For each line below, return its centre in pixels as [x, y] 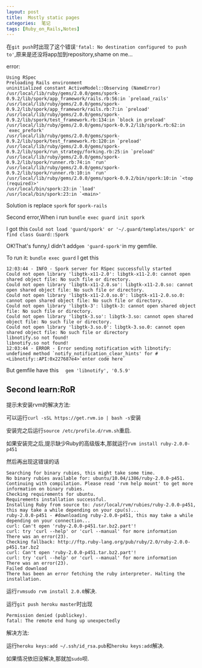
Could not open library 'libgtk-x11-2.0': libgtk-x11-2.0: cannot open [98, 274]
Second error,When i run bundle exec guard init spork [76, 217]
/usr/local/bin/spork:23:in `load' [51, 189]
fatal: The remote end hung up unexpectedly [63, 621]
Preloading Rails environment [44, 83]
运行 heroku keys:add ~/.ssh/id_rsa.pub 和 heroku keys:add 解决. [85, 646]
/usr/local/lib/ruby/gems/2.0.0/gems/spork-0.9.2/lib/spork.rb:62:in [96, 125]
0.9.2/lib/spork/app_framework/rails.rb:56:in [66, 99]
